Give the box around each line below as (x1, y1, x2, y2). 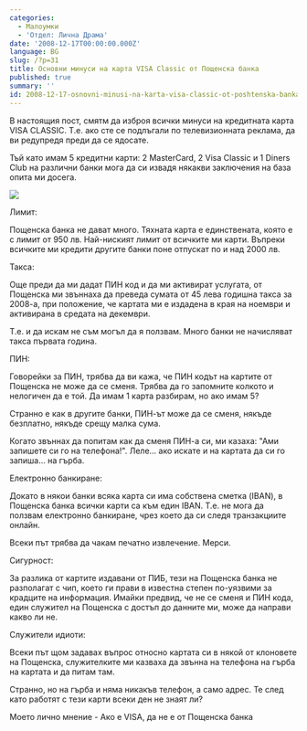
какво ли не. (9, 611, 58, 622)
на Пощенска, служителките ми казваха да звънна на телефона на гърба (9, 656, 296, 667)
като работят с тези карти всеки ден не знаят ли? (9, 694, 204, 705)
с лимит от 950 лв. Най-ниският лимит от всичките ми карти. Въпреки (9, 234, 286, 245)
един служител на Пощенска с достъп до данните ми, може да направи (9, 601, 291, 612)
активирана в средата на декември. (9, 308, 151, 319)
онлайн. (9, 519, 41, 530)
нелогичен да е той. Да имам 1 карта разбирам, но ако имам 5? (9, 390, 259, 401)
